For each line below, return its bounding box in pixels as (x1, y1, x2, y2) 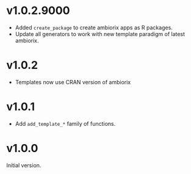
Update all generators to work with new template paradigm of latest (15, 30, 185, 37)
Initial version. (6, 161, 41, 169)
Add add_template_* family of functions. (15, 120, 116, 127)
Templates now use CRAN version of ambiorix (15, 78, 131, 85)
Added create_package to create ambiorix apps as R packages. (15, 24, 173, 31)
